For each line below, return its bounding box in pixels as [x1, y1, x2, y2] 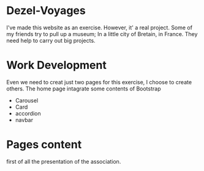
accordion [15, 109, 41, 117]
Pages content [6, 138, 82, 151]
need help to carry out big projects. [6, 37, 96, 44]
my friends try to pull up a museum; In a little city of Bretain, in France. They [6, 30, 198, 37]
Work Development [6, 59, 107, 72]
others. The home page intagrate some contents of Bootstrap [6, 85, 161, 92]
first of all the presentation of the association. [6, 158, 121, 165]
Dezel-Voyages [6, 4, 86, 18]
